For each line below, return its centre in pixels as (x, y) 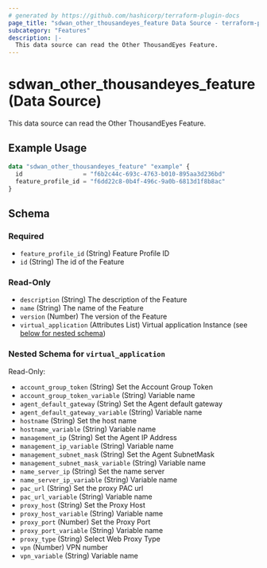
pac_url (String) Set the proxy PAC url (81, 488)
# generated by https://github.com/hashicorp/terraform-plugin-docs (124, 15)
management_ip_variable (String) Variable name (97, 446)
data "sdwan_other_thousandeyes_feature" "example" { (99, 166)
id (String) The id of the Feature (72, 262)
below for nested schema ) (62, 334)
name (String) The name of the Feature (82, 308)
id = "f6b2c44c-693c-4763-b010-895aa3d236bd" (120, 174)
